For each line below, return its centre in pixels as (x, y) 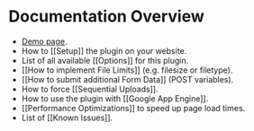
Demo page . (45, 41)
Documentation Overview (106, 17)
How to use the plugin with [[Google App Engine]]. (115, 98)
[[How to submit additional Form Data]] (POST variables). (127, 79)
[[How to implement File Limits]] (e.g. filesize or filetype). (127, 70)
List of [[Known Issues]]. (67, 118)
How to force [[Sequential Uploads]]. (90, 89)
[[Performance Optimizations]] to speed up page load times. (133, 108)
